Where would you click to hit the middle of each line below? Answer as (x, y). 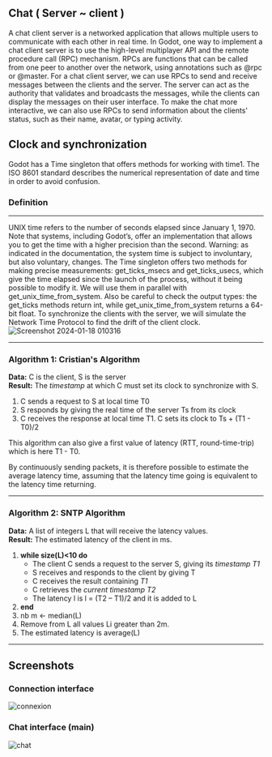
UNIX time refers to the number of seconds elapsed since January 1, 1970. (132, 227)
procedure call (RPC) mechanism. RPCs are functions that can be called (128, 58)
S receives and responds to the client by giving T (114, 572)
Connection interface (51, 688)
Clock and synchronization (78, 145)
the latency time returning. (53, 485)
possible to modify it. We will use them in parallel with (98, 288)
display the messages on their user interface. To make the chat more (123, 101)
